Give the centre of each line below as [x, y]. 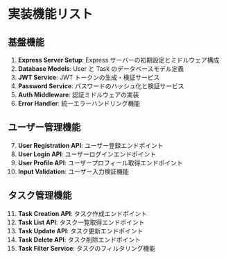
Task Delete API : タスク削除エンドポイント [79, 240]
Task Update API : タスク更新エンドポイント [80, 231]
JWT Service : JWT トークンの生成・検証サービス [89, 77]
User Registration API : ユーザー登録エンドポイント [90, 145]
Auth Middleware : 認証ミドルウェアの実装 [78, 95]
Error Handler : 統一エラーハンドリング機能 [79, 103]
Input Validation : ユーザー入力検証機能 [73, 172]
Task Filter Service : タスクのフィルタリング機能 [86, 248]
